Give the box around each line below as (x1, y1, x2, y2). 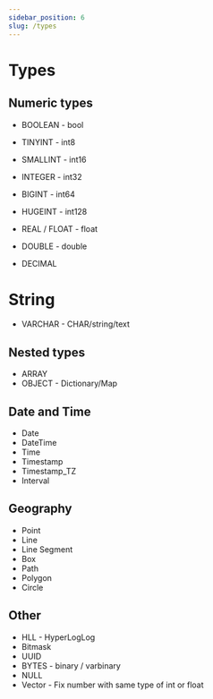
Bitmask (21, 641, 52, 652)
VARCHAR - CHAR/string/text (21, 319, 131, 329)
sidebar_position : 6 (8, 13, 86, 22)
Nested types (8, 345, 86, 360)
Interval (21, 475, 50, 486)
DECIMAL (21, 258, 57, 269)
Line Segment (21, 543, 73, 555)
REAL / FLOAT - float (21, 223, 98, 234)
